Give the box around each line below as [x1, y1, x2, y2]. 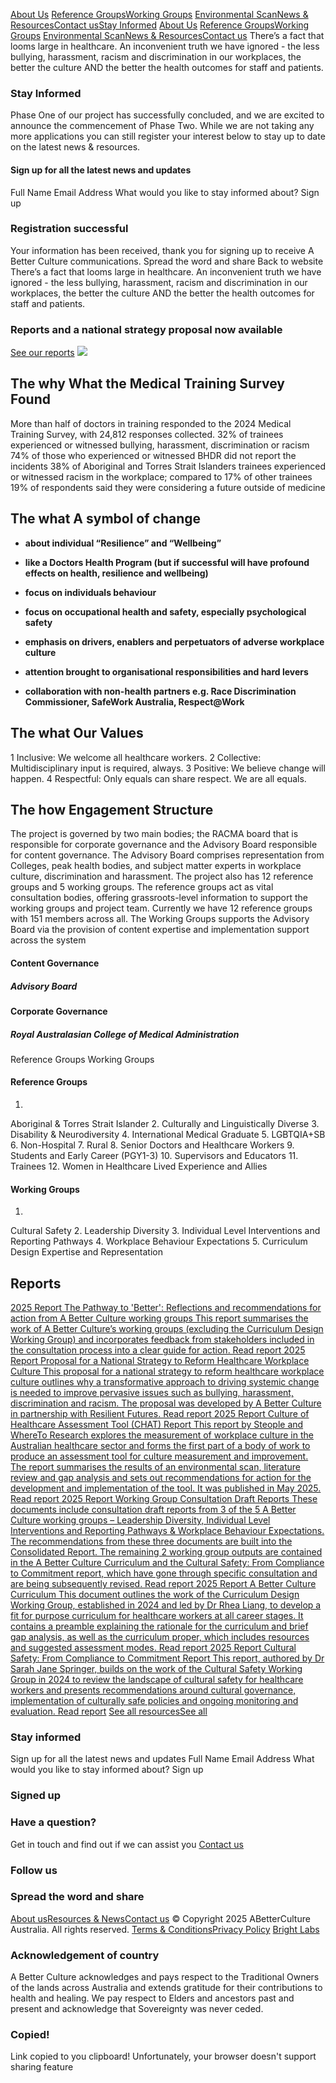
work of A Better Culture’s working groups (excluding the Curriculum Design [10, 1323, 324, 1335]
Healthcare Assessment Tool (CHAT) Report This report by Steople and [10, 1419, 304, 1431]
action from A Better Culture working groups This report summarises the [10, 1312, 309, 1324]
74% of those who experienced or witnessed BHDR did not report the [10, 449, 297, 461]
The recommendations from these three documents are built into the [10, 1535, 293, 1548]
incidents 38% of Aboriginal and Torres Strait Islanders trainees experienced [10, 460, 327, 472]
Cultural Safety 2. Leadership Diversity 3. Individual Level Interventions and [10, 1225, 321, 1237]
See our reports [10, 347, 75, 359]
